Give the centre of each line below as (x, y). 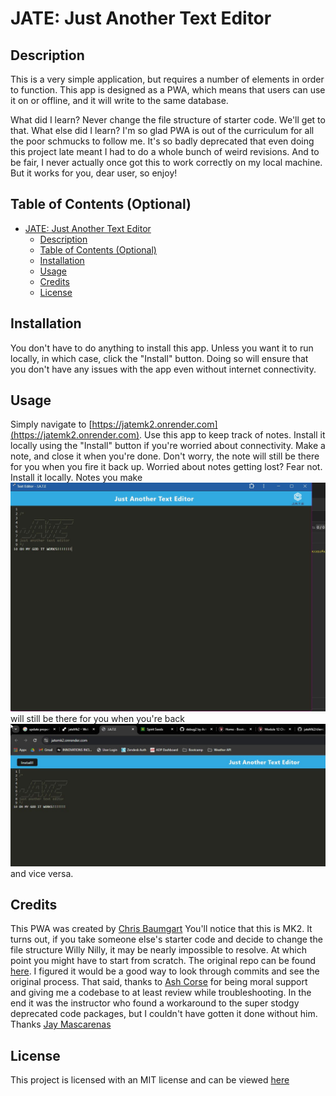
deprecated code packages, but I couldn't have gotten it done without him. (164, 1014)
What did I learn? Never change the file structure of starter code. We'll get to (168, 120)
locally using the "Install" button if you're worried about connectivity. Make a (168, 446)
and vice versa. (42, 873)
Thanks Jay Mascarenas (61, 1024)
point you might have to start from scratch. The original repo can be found (163, 961)
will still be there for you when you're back (98, 719)
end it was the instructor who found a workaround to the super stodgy (155, 1003)
